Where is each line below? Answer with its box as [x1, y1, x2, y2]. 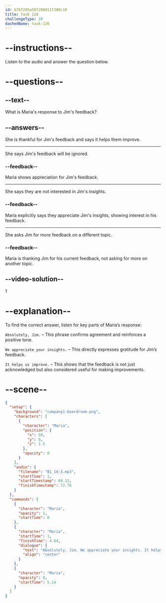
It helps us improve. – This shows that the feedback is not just [5, 361, 135, 367]
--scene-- [5, 384, 47, 395]
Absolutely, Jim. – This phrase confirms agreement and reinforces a [5, 331, 146, 337]
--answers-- [5, 123, 44, 132]
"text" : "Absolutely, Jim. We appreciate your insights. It [23, 548, 149, 552]
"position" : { [23, 428, 52, 433]
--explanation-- [5, 305, 71, 317]
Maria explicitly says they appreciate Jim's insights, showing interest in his [5, 212, 157, 218]
